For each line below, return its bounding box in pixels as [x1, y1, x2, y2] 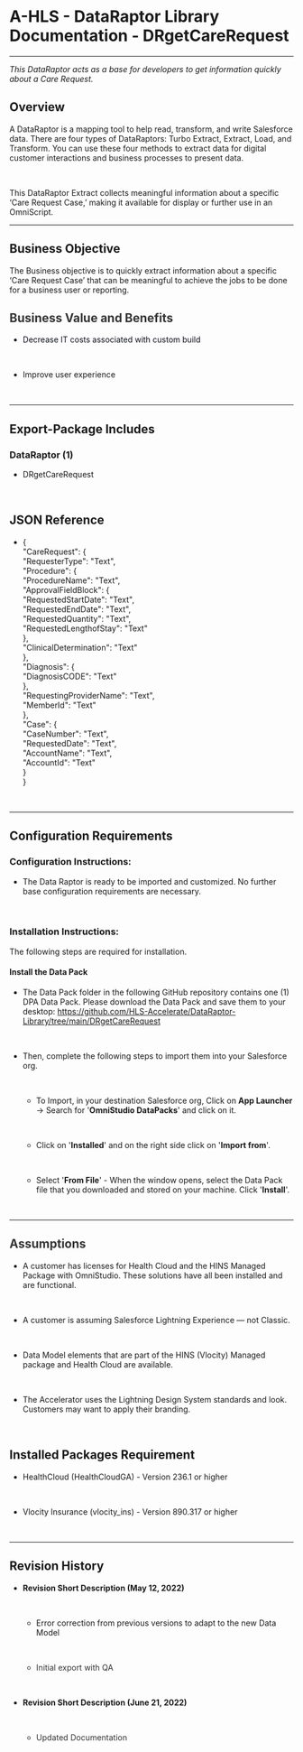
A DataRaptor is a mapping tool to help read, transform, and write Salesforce [9, 124, 293, 134]
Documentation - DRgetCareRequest [9, 25, 290, 46]
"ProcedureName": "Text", [22, 575, 121, 586]
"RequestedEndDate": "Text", [22, 603, 132, 615]
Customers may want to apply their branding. [22, 1404, 191, 1414]
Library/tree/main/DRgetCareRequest [22, 1015, 161, 1026]
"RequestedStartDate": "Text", [22, 594, 135, 605]
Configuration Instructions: [9, 856, 133, 868]
